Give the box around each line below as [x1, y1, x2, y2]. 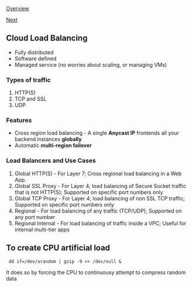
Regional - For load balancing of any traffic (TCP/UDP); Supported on [14, 207, 182, 214]
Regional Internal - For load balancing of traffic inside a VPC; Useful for [14, 220, 186, 227]
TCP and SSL [14, 95, 47, 102]
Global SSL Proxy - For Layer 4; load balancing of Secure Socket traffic [14, 182, 186, 189]
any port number [14, 213, 56, 220]
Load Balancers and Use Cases [6, 156, 96, 165]
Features [6, 117, 32, 125]
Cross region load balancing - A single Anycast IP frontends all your [14, 129, 180, 136]
